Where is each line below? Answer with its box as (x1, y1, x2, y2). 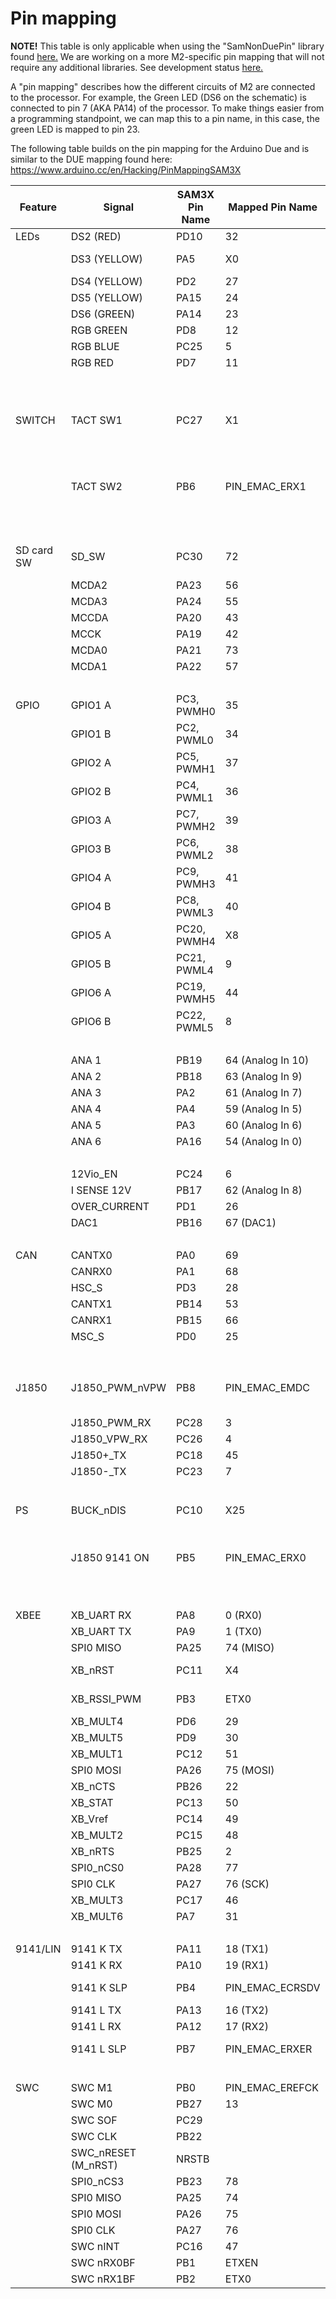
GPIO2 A (70, 755, 112, 769)
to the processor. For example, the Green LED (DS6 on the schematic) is (10, 91, 307, 103)
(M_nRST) (70, 2158, 118, 2172)
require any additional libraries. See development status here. (10, 61, 264, 73)
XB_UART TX (70, 1624, 132, 1638)
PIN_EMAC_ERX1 (224, 479, 307, 493)
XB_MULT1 (70, 1747, 124, 1761)
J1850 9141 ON (70, 1550, 150, 1564)
